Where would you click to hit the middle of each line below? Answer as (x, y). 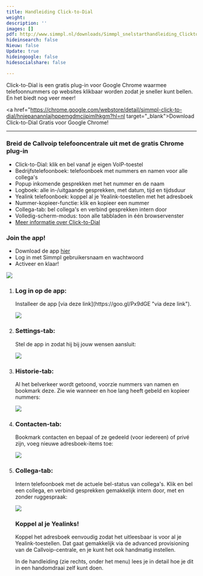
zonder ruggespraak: (41, 497)
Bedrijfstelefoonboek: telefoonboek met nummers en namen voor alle (101, 170)
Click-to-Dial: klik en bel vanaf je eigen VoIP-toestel (79, 164)
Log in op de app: (41, 291)
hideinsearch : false (32, 40)
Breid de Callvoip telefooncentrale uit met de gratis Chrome (95, 144)
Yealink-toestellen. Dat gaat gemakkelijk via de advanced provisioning (102, 543)
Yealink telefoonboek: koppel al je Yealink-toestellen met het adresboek (104, 196)
